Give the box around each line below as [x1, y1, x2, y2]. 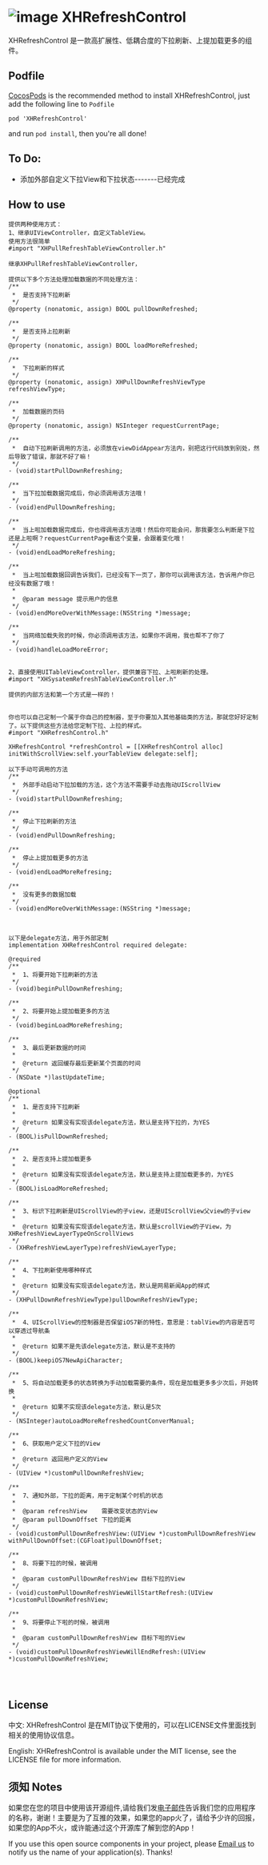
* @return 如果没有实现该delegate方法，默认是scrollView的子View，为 [11, 1223, 232, 1231]
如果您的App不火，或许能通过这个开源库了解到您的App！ [8, 1823, 197, 1832]
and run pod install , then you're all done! [8, 128, 146, 138]
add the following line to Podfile [8, 99, 114, 108]
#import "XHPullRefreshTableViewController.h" [8, 244, 166, 252]
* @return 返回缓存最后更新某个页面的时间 [11, 1060, 142, 1068]
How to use [8, 197, 66, 212]
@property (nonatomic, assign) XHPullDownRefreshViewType [8, 378, 206, 386]
